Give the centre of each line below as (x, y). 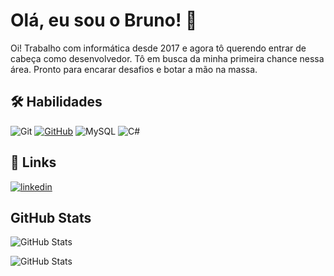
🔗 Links (33, 162)
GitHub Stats (51, 217)
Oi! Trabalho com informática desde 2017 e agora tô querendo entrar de (158, 48)
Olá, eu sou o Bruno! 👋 (104, 20)
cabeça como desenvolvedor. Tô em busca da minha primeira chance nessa (167, 58)
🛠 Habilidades (56, 102)
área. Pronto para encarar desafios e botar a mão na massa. (134, 69)
